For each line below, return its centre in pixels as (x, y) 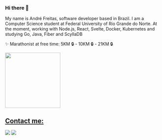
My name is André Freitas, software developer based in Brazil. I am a (74, 19)
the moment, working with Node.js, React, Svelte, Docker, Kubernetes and (80, 29)
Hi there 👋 (17, 8)
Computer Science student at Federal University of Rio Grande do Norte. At (81, 24)
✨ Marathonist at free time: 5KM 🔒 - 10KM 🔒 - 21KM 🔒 (59, 44)
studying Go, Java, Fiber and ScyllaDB (44, 34)
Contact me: (25, 121)
